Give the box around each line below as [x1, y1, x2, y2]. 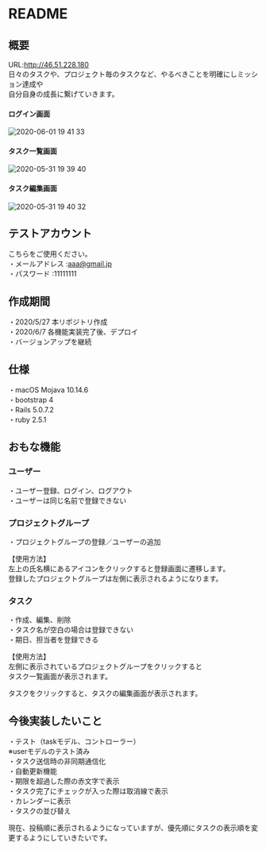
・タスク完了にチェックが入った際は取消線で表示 [8, 786, 168, 796]
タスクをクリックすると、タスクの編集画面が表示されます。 [8, 689, 202, 698]
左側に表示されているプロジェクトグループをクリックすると [8, 662, 202, 671]
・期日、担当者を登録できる [8, 635, 99, 644]
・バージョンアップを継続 [8, 337, 92, 346]
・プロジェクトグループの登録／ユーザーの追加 [8, 537, 161, 547]
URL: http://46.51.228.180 [8, 60, 90, 69]
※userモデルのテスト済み [8, 747, 91, 756]
